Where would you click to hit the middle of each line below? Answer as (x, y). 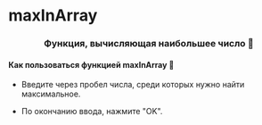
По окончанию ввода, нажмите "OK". (92, 112)
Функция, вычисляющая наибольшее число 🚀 (149, 44)
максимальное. (51, 94)
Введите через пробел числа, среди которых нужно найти (133, 85)
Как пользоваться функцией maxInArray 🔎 (91, 64)
